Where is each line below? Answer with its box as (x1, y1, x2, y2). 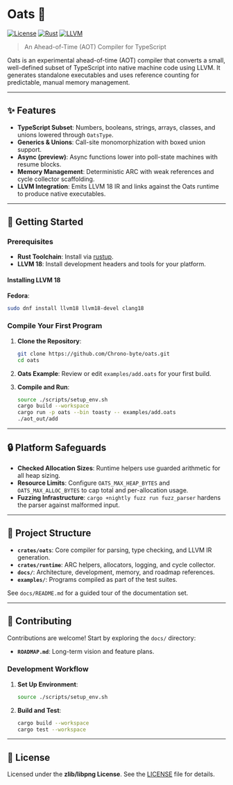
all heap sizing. (17, 471, 61, 479)
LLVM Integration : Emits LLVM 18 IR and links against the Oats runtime (17, 182, 220, 190)
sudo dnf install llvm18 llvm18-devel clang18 (7, 304, 144, 311)
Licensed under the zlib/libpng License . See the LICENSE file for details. (7, 770, 215, 779)
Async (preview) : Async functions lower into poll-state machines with (17, 153, 218, 161)
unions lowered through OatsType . (17, 130, 114, 139)
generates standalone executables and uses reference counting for (7, 71, 200, 79)
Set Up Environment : (17, 680, 78, 689)
